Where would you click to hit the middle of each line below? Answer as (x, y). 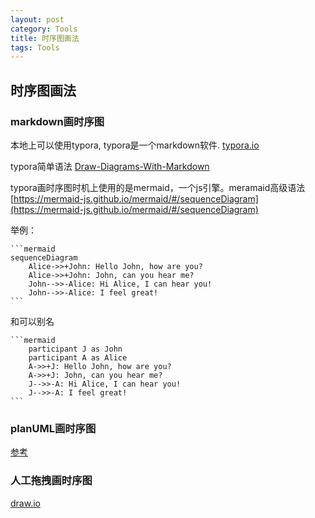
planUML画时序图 (53, 428)
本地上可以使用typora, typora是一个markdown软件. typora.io (135, 145)
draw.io (25, 503)
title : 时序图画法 (45, 38)
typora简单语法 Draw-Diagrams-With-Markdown (110, 166)
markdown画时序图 (57, 121)
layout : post (37, 19)
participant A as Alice (78, 357)
